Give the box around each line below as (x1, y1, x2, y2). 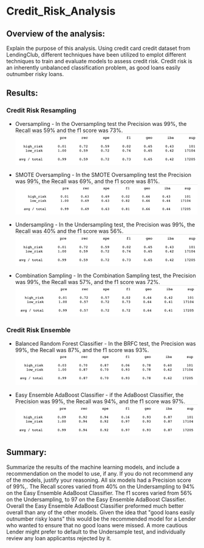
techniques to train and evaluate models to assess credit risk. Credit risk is (6, 58, 192, 64)
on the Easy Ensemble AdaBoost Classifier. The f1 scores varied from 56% (6, 489, 192, 496)
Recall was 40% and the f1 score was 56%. (15, 227, 124, 235)
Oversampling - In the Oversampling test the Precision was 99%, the (15, 120, 187, 127)
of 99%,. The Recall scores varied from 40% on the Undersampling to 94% (6, 482, 195, 490)
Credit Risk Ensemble (6, 326, 71, 335)
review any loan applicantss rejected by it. (6, 534, 112, 542)
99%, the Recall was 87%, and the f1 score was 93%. (15, 346, 149, 353)
